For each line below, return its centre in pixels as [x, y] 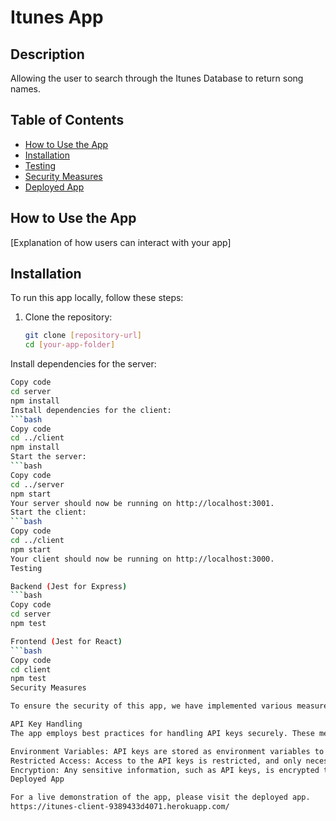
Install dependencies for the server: [83, 364]
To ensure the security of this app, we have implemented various [151, 706]
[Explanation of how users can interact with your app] [121, 242]
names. [25, 89]
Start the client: [48, 512]
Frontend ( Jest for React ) [66, 641]
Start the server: [48, 457]
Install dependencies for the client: [91, 410]
